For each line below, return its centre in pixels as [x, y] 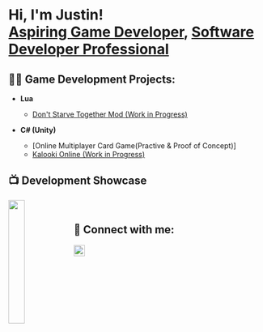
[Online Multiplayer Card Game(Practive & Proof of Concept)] [134, 146]
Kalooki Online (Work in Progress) [89, 154]
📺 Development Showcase [78, 181]
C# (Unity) [38, 130]
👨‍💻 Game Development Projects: [92, 79]
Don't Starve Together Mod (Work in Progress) [110, 114]
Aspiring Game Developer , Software [131, 32]
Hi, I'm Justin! [56, 15]
